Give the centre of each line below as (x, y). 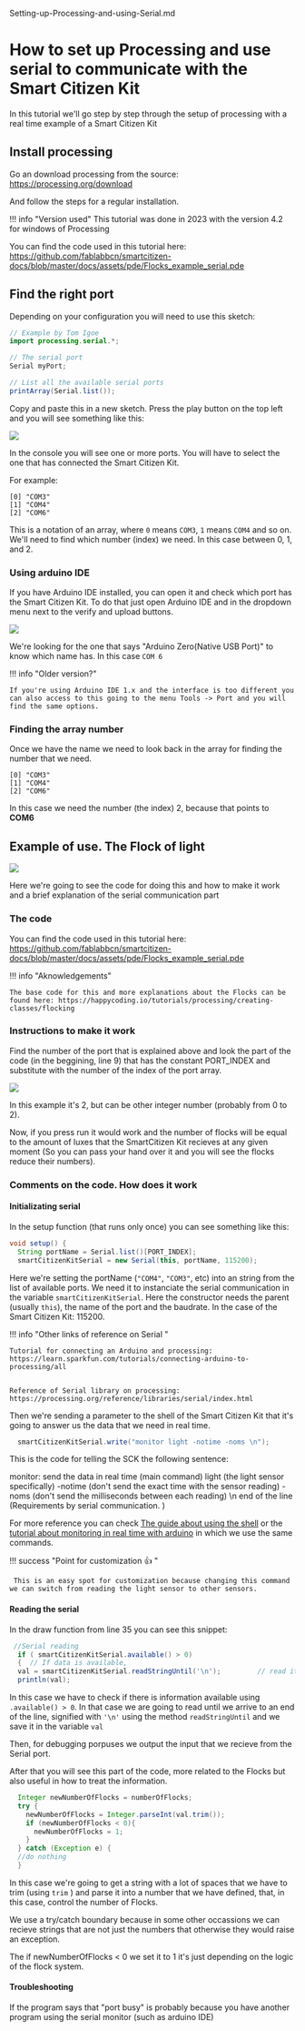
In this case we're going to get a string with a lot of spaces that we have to (148, 1883)
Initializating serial (45, 1206)
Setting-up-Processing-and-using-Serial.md (92, 13)
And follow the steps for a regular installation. (94, 201)
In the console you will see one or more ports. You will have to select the (145, 452)
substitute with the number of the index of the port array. (116, 1070)
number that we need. (51, 758)
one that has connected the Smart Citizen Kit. (94, 462)
